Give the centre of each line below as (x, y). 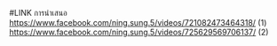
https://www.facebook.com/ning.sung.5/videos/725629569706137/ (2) (139, 32)
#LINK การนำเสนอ (39, 13)
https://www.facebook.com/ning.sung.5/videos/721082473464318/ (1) (138, 23)
